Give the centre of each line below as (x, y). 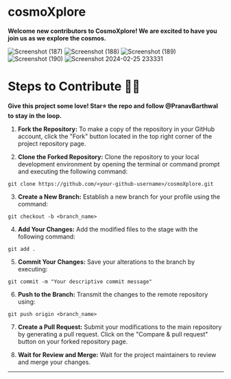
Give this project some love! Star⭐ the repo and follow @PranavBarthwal (113, 106)
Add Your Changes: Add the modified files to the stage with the (108, 229)
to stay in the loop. (35, 115)
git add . (22, 249)
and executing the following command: (73, 171)
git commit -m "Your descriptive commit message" (80, 282)
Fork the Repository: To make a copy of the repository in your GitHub (116, 129)
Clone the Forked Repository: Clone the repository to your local (108, 157)
